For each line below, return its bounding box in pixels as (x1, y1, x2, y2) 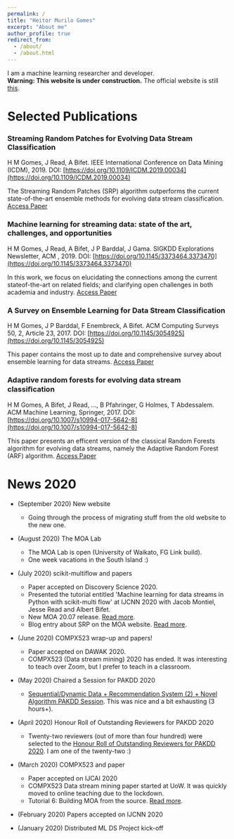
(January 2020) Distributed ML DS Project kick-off (17, 824, 164, 833)
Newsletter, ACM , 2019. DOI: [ (7, 251, 96, 260)
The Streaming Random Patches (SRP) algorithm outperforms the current (7, 187, 219, 196)
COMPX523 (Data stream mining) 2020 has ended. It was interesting (27, 655, 227, 664)
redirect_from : (7, 37, 52, 44)
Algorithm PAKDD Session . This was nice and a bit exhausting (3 (27, 698, 215, 706)
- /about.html (13, 50, 55, 57)
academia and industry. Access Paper (7, 288, 117, 296)
